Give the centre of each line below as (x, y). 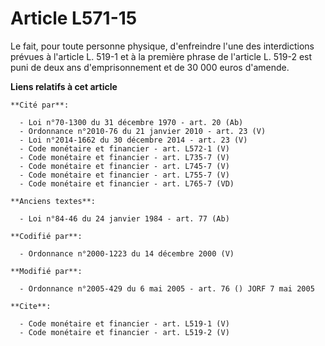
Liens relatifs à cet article (64, 86)
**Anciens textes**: (53, 201)
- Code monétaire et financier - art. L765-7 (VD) (127, 183)
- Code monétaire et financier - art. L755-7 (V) (124, 175)
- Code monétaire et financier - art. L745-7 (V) (124, 166)
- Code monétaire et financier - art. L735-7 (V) (124, 157)
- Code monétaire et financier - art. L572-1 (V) (124, 148)
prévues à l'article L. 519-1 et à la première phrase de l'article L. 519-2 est (161, 56)
